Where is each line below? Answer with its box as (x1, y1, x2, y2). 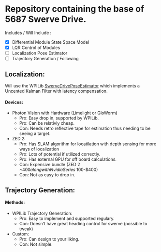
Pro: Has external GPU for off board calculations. (19, 156, 117, 162)
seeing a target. (19, 131, 51, 136)
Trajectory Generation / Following (12, 56, 79, 62)
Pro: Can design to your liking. (19, 236, 80, 242)
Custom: (12, 231, 29, 236)
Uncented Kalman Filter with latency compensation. (5, 88, 108, 94)
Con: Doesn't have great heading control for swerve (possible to (19, 220, 147, 226)
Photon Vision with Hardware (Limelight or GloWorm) (12, 110, 117, 116)
